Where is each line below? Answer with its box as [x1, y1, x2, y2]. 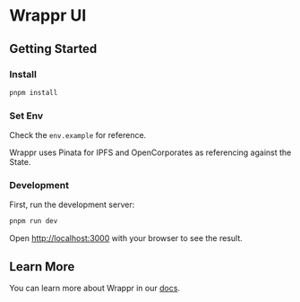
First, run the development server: [9, 199, 135, 211]
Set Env [9, 109, 43, 122]
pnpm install [9, 88, 58, 97]
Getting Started [9, 41, 98, 56]
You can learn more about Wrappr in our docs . [9, 283, 181, 294]
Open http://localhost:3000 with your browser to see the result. [9, 233, 244, 244]
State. [9, 157, 31, 168]
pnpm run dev [9, 217, 58, 226]
